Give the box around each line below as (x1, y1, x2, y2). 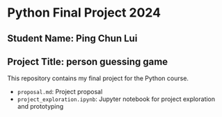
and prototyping (17, 102, 64, 111)
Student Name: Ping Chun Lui (7, 33, 138, 44)
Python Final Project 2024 (7, 5, 161, 21)
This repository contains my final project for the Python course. (7, 74, 189, 82)
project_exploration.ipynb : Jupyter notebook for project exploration (17, 95, 216, 103)
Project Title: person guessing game (7, 55, 168, 67)
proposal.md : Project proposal (17, 88, 103, 96)
